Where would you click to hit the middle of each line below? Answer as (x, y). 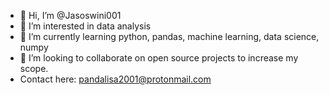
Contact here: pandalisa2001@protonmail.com (115, 79)
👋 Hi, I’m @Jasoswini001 (70, 15)
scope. (34, 68)
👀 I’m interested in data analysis (85, 26)
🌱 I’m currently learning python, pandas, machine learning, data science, (169, 36)
